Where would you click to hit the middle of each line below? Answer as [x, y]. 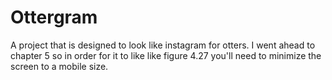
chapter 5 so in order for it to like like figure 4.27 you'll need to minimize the [166, 55]
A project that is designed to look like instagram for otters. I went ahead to [163, 45]
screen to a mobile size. [59, 66]
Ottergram [54, 17]
